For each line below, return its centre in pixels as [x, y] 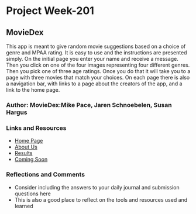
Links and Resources [36, 128]
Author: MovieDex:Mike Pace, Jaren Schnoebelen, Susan [89, 105]
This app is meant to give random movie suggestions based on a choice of [96, 46]
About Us [26, 147]
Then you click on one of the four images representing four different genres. [98, 65]
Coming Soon [31, 160]
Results [23, 153]
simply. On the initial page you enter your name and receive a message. [92, 59]
